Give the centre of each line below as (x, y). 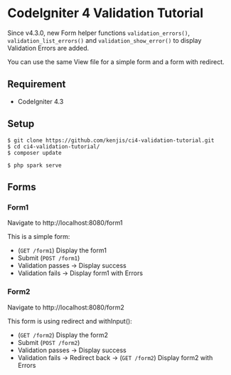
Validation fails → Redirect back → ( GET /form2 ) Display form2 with (115, 357)
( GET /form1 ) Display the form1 (62, 250)
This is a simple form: (39, 237)
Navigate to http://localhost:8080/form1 (65, 223)
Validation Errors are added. (48, 48)
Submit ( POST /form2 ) (49, 342)
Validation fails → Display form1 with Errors (80, 273)
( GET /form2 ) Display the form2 (63, 335)
